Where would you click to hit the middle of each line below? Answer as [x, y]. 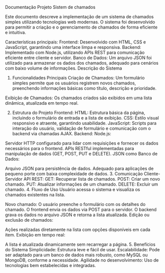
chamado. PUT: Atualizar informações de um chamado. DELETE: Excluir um [82, 184]
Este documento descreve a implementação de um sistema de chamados [80, 17]
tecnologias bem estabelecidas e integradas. [50, 265]
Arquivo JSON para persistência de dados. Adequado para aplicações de [79, 168]
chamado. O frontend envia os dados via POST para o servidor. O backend [81, 210]
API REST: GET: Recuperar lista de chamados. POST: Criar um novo [92, 179]
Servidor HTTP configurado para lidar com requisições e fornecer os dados [82, 143]
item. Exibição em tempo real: [35, 235]
